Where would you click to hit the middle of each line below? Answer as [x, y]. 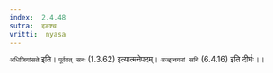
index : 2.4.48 [38, 17]
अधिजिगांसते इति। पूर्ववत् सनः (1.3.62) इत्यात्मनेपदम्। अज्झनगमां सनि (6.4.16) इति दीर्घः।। [137, 60]
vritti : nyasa [38, 34]
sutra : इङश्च [33, 26]
